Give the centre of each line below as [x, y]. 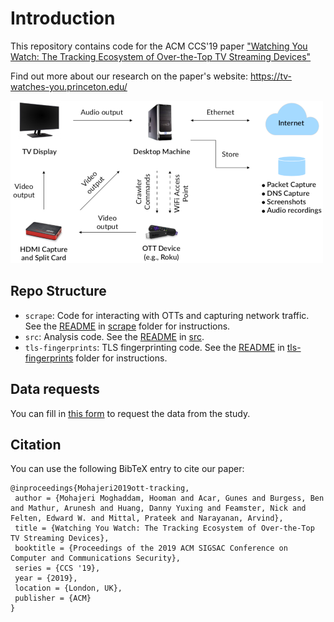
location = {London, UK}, [68, 588]
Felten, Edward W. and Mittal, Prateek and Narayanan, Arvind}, [147, 518]
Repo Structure [58, 291]
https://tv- [271, 76]
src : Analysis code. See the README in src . [114, 336]
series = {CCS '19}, [57, 568]
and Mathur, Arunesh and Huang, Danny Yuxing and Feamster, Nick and [158, 508]
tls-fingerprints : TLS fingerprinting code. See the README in [154, 347]
